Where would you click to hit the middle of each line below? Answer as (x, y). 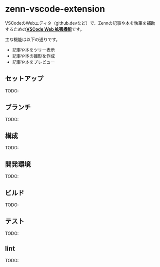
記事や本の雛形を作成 (33, 56)
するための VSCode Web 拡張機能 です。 (44, 29)
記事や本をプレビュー (33, 62)
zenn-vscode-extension (55, 9)
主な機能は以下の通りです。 (33, 39)
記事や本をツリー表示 (33, 50)
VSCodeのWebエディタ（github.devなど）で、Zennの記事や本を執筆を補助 (80, 23)
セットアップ (24, 79)
